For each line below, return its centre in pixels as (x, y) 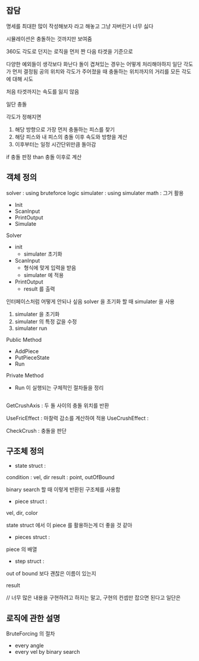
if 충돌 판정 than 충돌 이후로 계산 (44, 157)
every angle (29, 646)
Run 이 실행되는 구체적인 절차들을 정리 (59, 388)
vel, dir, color (22, 513)
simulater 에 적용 (44, 275)
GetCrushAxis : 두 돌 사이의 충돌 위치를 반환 (58, 405)
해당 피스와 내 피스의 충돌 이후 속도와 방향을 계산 (71, 137)
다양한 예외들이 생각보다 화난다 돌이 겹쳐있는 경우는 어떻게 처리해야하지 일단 (94, 64)
